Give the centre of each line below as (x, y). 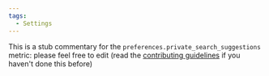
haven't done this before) (51, 63)
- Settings (34, 23)
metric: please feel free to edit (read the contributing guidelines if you (124, 55)
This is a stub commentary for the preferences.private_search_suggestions (134, 46)
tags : (17, 16)
